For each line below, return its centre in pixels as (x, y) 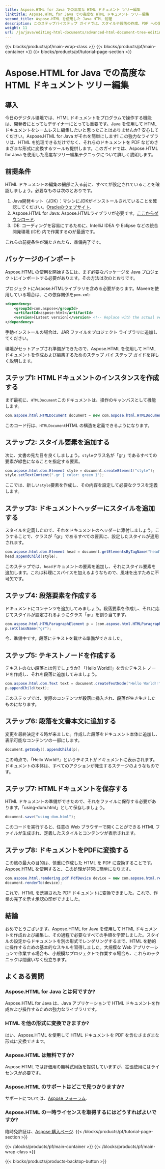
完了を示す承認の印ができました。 (48, 899)
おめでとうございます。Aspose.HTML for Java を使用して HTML (70, 929)
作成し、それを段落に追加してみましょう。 (56, 674)
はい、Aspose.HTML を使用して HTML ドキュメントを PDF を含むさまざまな (82, 1035)
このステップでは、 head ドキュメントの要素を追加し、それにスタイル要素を (81, 566)
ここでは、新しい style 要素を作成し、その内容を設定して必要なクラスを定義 (82, 485)
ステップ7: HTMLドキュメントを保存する (67, 789)
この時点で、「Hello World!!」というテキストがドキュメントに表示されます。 (81, 759)
